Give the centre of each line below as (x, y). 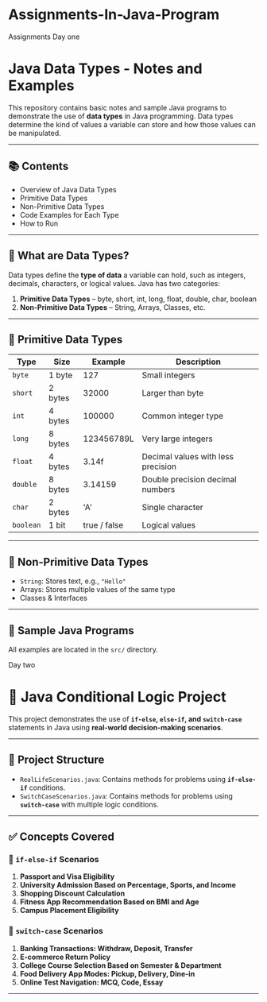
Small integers (168, 375)
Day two (22, 664)
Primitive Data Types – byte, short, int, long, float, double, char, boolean (138, 299)
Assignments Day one (44, 37)
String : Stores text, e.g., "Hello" (73, 581)
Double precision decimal (189, 480)
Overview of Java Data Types (68, 189)
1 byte (61, 375)
